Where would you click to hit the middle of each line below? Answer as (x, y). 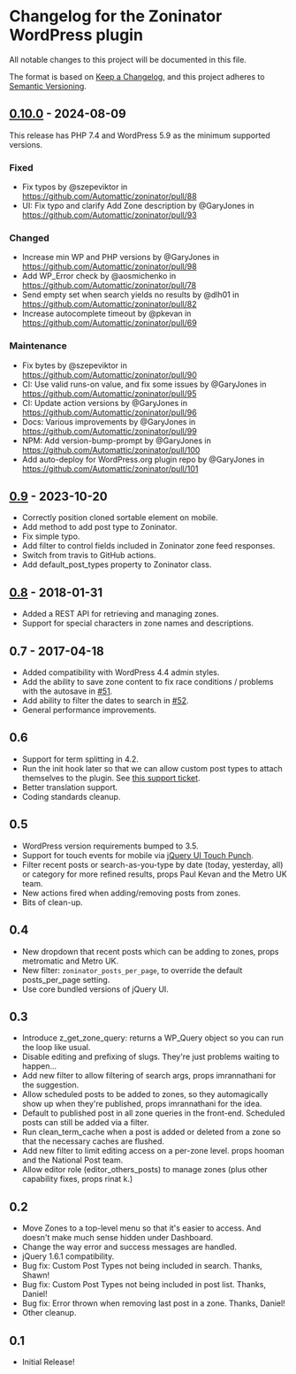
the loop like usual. (56, 1048)
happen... (39, 1066)
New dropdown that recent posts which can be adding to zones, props (150, 951)
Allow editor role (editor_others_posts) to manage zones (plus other (144, 1170)
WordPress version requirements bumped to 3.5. (110, 846)
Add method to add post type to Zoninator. (99, 527)
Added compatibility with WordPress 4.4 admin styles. (121, 672)
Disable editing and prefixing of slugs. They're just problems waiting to (151, 1057)
